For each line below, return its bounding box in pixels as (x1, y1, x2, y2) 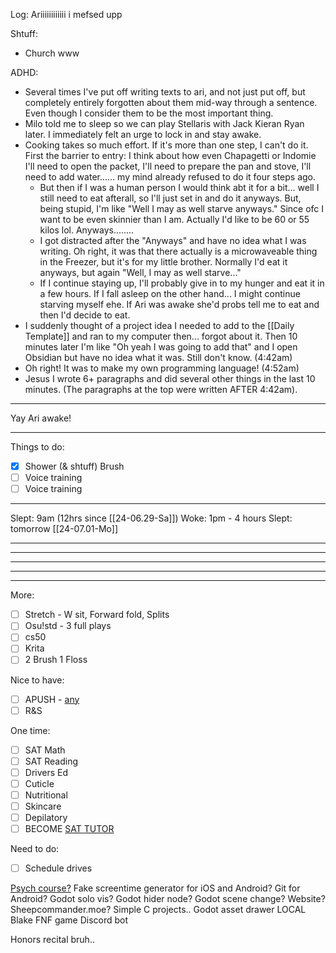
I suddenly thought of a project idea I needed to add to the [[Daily (24, 320, 295, 331)
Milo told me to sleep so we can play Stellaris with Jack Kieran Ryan (24, 118, 305, 129)
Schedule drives (24, 862, 93, 874)
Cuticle (24, 777, 55, 789)
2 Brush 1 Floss (24, 654, 88, 666)
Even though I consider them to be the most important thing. (24, 107, 274, 119)
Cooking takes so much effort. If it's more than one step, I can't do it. (24, 139, 309, 151)
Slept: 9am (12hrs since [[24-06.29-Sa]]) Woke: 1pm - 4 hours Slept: (10, 512, 293, 524)
